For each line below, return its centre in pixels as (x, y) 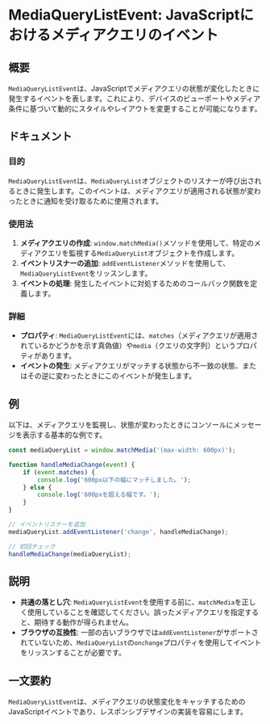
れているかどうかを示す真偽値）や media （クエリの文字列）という (128, 346)
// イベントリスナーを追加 (47, 524)
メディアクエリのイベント (135, 35)
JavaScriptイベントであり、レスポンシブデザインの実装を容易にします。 (128, 712)
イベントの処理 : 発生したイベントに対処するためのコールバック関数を (135, 283)
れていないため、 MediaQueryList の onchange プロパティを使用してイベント (141, 642)
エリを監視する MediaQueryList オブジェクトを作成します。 (143, 253)
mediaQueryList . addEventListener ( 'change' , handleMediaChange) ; (118, 532)
